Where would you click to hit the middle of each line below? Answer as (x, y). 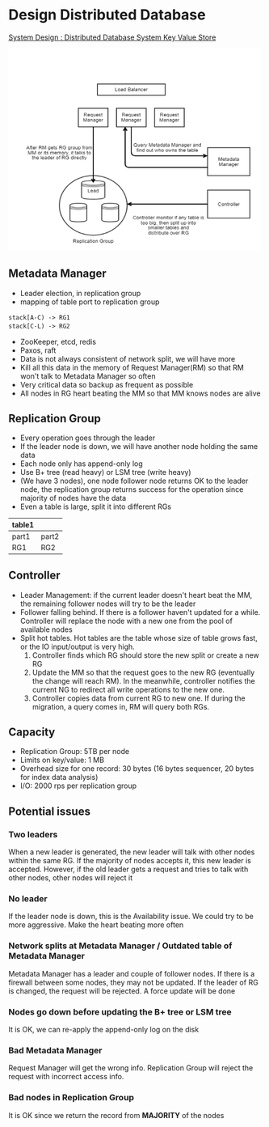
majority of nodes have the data (73, 498)
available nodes (46, 629)
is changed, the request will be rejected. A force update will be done (122, 991)
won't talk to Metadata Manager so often (88, 376)
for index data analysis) (59, 777)
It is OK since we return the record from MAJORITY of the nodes (116, 1115)
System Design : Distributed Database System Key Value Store (112, 37)
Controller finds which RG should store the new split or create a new (146, 655)
